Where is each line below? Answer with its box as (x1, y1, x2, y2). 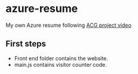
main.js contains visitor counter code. (14, 61, 107, 68)
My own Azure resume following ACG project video (5, 21, 132, 29)
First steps (5, 39, 46, 49)
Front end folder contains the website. (14, 54, 108, 61)
